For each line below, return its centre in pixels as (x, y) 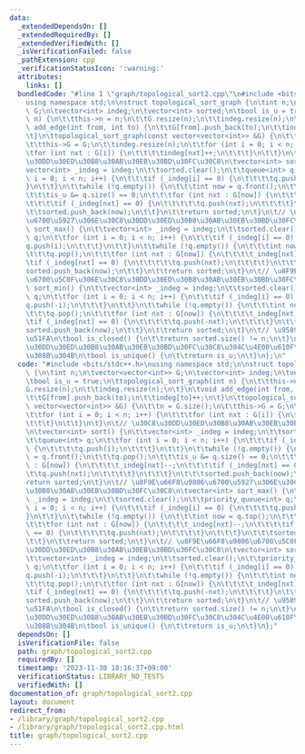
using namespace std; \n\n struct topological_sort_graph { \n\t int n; (158, 102)
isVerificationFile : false (69, 643)
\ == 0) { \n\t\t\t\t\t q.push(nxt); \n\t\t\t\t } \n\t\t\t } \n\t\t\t (150, 533)
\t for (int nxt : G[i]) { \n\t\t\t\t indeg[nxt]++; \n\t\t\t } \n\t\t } (154, 153)
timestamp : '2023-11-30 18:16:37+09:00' (95, 669)
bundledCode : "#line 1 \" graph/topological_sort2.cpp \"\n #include (146, 94)
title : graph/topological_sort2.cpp (79, 736)
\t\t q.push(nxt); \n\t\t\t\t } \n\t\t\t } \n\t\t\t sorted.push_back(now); (160, 474)
